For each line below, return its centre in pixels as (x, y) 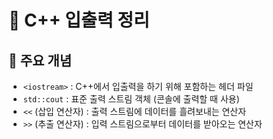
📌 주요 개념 (40, 60)
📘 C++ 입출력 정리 (79, 20)
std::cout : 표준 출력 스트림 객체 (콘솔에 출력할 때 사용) (131, 99)
